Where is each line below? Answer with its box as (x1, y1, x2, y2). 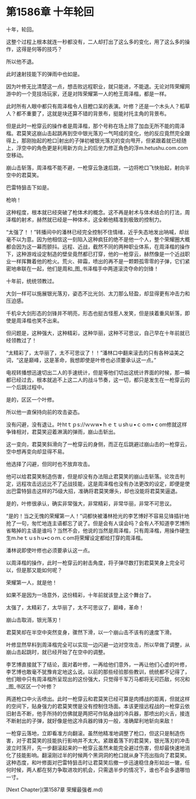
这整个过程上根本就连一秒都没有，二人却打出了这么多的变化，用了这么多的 (6, 38, 185, 45)
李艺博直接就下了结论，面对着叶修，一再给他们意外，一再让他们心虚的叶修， (6, 661, 190, 668)
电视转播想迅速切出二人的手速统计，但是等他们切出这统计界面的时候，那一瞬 (6, 369, 190, 376)
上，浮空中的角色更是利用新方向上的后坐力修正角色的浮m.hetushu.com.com (6, 144, 188, 151)
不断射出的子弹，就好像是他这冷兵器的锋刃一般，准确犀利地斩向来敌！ (6, 717, 175, 724)
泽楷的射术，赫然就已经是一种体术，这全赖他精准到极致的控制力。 (6, 216, 164, 223)
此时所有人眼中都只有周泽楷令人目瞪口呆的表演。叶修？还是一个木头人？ (6, 102, 180, 109)
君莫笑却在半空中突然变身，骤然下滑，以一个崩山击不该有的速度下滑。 (6, 629, 175, 636)
